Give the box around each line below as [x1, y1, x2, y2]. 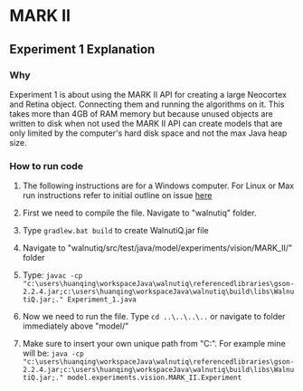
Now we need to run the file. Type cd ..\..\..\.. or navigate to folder [22, 311, 286, 322]
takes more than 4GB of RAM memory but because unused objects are [9, 108, 273, 119]
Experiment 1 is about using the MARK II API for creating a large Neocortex [9, 89, 288, 100]
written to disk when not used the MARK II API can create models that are [9, 118, 283, 129]
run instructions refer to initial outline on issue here [22, 190, 213, 201]
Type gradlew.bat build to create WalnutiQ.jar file [22, 225, 210, 236]
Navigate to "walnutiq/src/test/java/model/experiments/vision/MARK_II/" [22, 243, 293, 253]
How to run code [9, 159, 84, 172]
